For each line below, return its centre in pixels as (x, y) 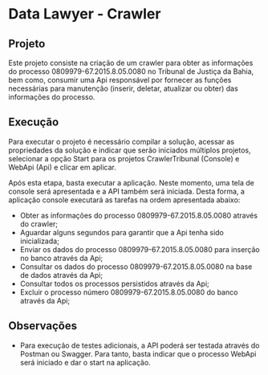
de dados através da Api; (61, 275)
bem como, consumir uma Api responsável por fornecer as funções (120, 80)
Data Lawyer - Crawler (85, 14)
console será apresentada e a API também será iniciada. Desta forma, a (126, 191)
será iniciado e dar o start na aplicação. (85, 362)
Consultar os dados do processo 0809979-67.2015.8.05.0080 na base (136, 267)
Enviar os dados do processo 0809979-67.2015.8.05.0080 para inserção (140, 249)
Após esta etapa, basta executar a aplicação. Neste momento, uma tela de (131, 182)
